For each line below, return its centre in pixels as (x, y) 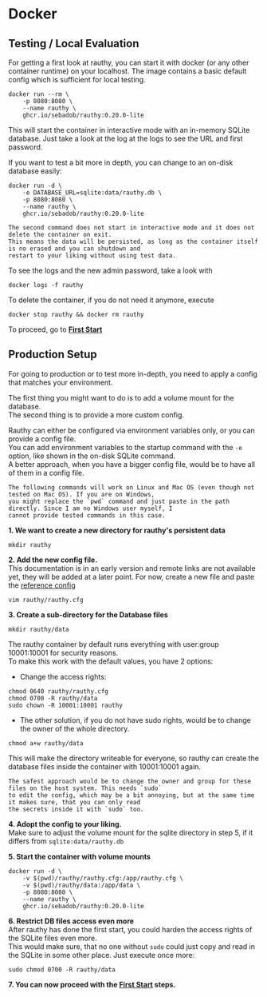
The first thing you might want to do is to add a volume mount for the (121, 397)
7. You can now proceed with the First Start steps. (92, 984)
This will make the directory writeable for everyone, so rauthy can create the (133, 758)
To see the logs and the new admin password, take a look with (110, 270)
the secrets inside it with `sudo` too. (77, 809)
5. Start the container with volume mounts (80, 856)
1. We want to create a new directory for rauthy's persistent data (117, 530)
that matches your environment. (61, 382)
